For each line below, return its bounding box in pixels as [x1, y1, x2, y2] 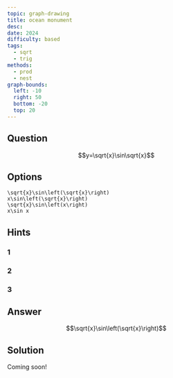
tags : [7, 42, 23, 49]
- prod [13, 68, 33, 75]
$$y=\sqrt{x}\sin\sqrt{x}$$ [78, 151, 155, 160]
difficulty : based [7, 36, 60, 43]
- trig [13, 55, 33, 62]
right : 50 [13, 94, 42, 101]
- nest [13, 74, 33, 82]
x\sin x [7, 207, 30, 215]
